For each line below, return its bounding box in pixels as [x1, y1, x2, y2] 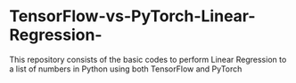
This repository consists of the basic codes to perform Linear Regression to [9, 54, 287, 64]
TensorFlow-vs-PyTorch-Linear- [9, 6, 256, 26]
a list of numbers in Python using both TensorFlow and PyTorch [9, 64, 243, 74]
